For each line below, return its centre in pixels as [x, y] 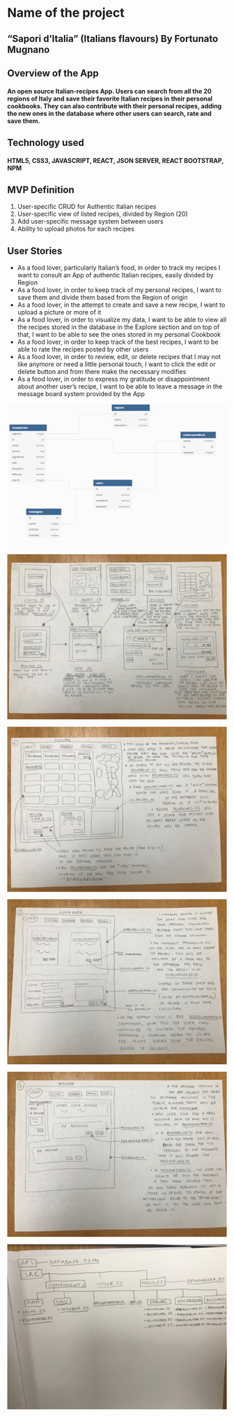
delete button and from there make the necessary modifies [102, 372]
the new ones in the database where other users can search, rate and [109, 113]
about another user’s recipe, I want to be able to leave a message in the [120, 386]
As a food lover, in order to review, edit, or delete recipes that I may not [119, 357]
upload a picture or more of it [59, 312]
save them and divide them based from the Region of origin [102, 298]
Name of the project [66, 13]
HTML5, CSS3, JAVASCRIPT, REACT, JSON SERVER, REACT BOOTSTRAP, [116, 160]
